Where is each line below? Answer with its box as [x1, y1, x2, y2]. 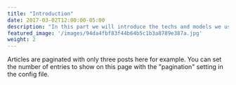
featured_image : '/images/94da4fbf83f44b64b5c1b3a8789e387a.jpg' [7, 29, 202, 37]
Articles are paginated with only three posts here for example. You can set [7, 55, 222, 63]
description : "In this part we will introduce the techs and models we [7, 23, 221, 30]
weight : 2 [7, 36, 37, 43]
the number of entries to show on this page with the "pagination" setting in [7, 63, 223, 71]
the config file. [7, 70, 49, 79]
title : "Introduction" [7, 10, 74, 17]
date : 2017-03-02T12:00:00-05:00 [7, 17, 105, 24]
